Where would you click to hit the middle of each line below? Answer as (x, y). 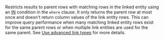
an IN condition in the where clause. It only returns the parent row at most (79, 12)
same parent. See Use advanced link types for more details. (65, 33)
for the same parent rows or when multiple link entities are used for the (77, 27)
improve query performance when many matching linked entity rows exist (79, 22)
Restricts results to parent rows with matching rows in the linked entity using (82, 7)
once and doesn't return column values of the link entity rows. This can (77, 17)
